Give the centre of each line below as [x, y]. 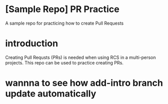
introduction [32, 43]
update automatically [51, 94]
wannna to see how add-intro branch [84, 83]
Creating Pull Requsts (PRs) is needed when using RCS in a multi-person [81, 57]
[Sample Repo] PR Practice [62, 9]
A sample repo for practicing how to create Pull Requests [64, 23]
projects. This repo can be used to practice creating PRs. [64, 63]
